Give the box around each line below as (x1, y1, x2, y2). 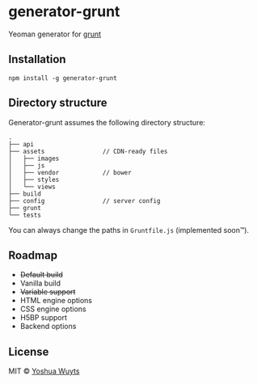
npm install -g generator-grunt (8, 74, 117, 82)
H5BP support (19, 313, 67, 323)
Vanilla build (19, 278, 61, 289)
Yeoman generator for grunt (8, 29, 102, 39)
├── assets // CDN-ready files (8, 147, 168, 155)
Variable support (19, 287, 76, 297)
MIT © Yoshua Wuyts (8, 366, 80, 376)
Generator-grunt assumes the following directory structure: (8, 117, 206, 127)
